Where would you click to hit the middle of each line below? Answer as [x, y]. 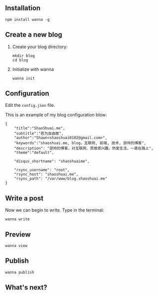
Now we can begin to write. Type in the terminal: [54, 210]
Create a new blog [34, 35]
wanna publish [20, 272]
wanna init [24, 78]
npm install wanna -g [27, 19]
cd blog [20, 60]
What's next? [26, 287]
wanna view [16, 246]
